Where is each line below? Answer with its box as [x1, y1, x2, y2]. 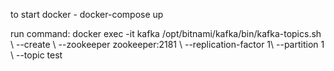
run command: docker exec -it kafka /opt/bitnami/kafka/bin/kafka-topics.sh [10, 28, 322, 39]
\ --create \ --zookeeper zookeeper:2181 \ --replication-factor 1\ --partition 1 [10, 39, 325, 50]
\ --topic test [10, 49, 63, 61]
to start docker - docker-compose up [10, 9, 164, 20]
